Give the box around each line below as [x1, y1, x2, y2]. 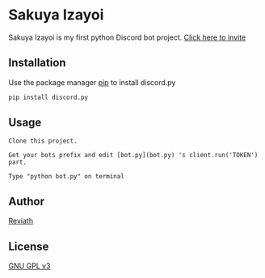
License [8, 239, 49, 253]
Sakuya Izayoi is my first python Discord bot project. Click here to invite [8, 32, 246, 42]
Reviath [8, 216, 34, 226]
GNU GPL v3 [8, 261, 51, 271]
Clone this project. [8, 137, 78, 145]
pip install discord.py [8, 93, 89, 101]
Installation [8, 56, 66, 70]
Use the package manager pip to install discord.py [8, 77, 176, 87]
